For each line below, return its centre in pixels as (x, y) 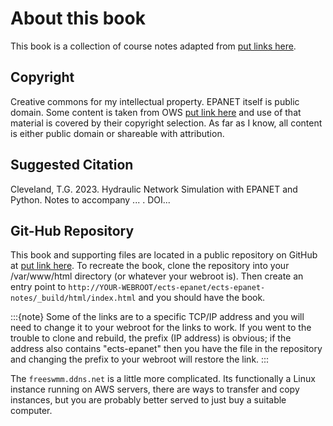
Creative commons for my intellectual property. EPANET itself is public (155, 101)
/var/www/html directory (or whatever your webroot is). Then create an (157, 276)
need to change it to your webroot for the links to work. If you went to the (161, 328)
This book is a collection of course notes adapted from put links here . (153, 46)
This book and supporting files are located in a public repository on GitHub (164, 255)
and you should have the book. (202, 298)
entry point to (38, 287)
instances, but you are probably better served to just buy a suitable (148, 400)
